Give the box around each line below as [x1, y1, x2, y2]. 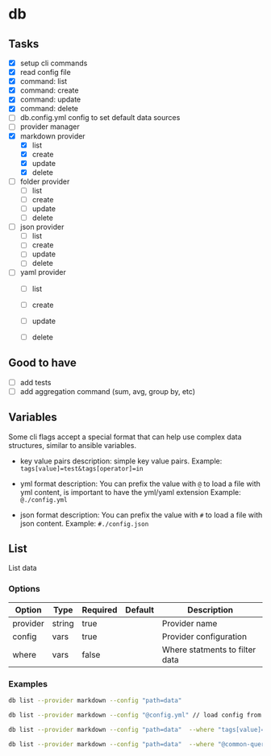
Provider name [161, 617, 218, 629]
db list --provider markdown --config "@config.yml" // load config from [8, 711, 262, 719]
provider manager [19, 122, 80, 131]
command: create [19, 85, 79, 95]
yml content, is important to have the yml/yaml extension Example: [19, 487, 242, 496]
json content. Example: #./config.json [19, 518, 149, 528]
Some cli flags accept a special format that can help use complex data [8, 432, 242, 442]
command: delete [19, 104, 79, 114]
